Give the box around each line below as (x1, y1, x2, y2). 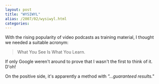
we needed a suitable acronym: (5, 40, 69, 46)
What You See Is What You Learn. (17, 49, 85, 55)
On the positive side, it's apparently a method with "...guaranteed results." (5, 73, 155, 79)
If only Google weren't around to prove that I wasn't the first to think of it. (5, 58, 153, 64)
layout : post (5, 7, 32, 12)
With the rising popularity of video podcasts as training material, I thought (5, 34, 154, 40)
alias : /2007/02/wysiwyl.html (5, 16, 67, 21)
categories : (5, 21, 29, 26)
